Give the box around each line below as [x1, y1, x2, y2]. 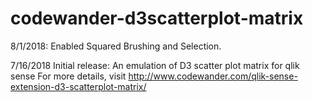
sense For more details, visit [10, 70, 127, 82]
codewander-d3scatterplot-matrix [10, 7, 304, 30]
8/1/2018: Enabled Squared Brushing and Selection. [10, 40, 222, 52]
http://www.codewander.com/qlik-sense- [128, 70, 298, 82]
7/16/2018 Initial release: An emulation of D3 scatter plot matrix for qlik [10, 59, 300, 71]
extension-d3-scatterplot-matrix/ [10, 80, 147, 92]
